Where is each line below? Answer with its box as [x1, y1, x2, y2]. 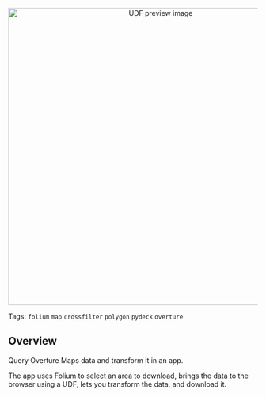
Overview [8, 334, 58, 348]
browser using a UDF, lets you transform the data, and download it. [8, 379, 227, 388]
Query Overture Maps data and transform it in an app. [8, 355, 184, 365]
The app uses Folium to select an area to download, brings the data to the [8, 371, 249, 380]
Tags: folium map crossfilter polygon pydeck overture [8, 311, 184, 321]
